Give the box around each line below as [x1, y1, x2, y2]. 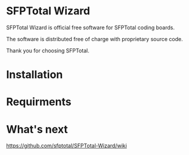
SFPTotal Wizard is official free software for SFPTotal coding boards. [6, 24, 175, 31]
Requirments [6, 95, 72, 108]
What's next [6, 122, 69, 136]
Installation [6, 68, 63, 82]
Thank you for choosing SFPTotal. [6, 46, 89, 54]
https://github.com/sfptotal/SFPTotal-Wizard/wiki [6, 142, 127, 150]
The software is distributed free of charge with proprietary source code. [6, 35, 183, 42]
